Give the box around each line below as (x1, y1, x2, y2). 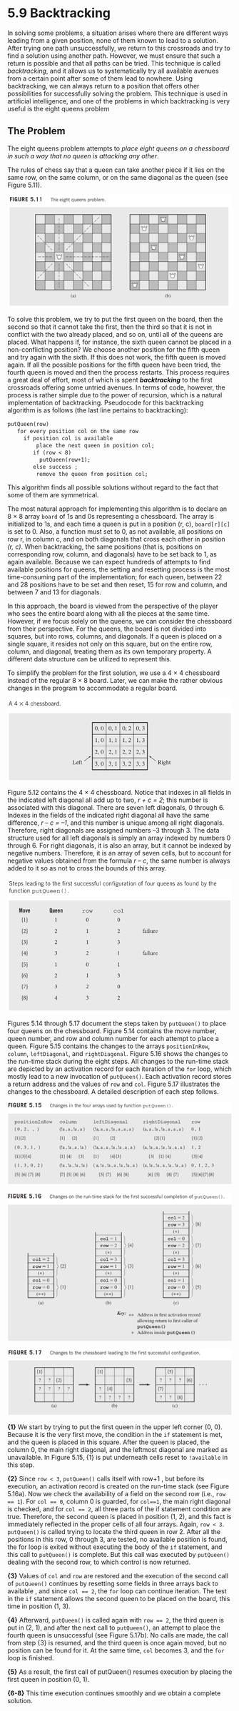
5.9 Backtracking (7, 5, 111, 21)
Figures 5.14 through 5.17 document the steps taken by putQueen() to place (7, 1019, 227, 1027)
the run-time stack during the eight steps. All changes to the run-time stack (7, 1057, 230, 1065)
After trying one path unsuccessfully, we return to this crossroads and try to (7, 44, 230, 52)
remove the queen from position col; (36, 471, 148, 478)
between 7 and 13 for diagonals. (7, 588, 102, 596)
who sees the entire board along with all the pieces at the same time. (7, 609, 210, 618)
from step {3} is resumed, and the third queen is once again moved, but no (7, 1639, 227, 1647)
